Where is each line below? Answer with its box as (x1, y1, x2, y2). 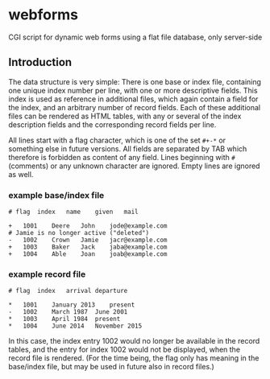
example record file (8, 268, 86, 279)
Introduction (8, 56, 73, 69)
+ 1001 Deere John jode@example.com (8, 222, 168, 230)
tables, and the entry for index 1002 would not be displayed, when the (8, 344, 240, 355)
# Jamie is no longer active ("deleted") (8, 229, 150, 237)
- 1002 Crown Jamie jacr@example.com (8, 236, 168, 245)
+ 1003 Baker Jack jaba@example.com (8, 243, 168, 251)
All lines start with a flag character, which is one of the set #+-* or (8, 135, 226, 145)
